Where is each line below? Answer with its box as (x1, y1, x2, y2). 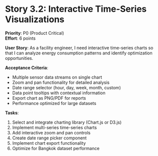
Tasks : (5, 109, 19, 116)
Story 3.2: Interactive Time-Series (5, 3, 147, 15)
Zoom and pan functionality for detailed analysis (12, 79, 110, 85)
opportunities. (5, 55, 33, 61)
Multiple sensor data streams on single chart (12, 74, 102, 80)
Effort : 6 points (5, 35, 36, 41)
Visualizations (5, 14, 65, 25)
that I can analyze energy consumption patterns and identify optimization (5, 50, 153, 56)
